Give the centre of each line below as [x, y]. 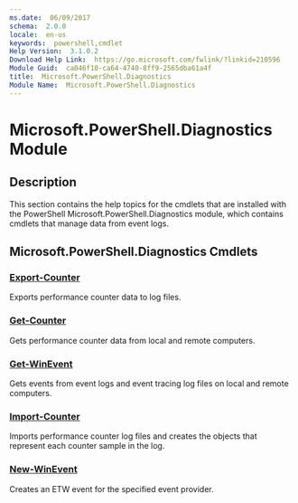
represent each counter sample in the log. [87, 446]
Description [43, 182]
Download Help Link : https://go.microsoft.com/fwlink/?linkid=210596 [145, 60]
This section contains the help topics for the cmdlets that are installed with [148, 204]
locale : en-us [38, 34]
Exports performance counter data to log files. [95, 297]
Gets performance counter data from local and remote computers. [132, 340]
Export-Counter [45, 277]
